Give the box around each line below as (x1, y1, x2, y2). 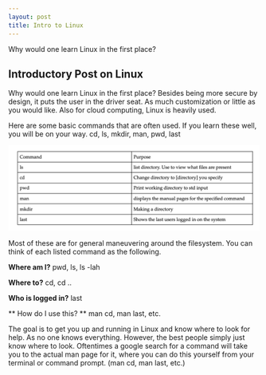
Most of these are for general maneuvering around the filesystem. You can (8, 238, 253, 247)
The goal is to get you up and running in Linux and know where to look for (8, 324, 251, 334)
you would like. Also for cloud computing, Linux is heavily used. (8, 105, 217, 115)
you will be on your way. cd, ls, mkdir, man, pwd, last (8, 129, 181, 139)
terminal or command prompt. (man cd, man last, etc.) (8, 357, 186, 367)
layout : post (8, 13, 52, 21)
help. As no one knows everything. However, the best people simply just (8, 332, 245, 342)
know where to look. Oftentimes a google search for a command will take (8, 341, 248, 350)
